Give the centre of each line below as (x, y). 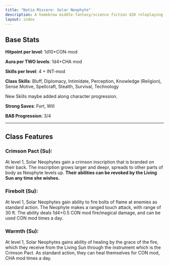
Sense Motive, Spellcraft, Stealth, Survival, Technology (62, 87)
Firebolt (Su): (22, 191)
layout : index (20, 19)
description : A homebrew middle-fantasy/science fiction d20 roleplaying (84, 15)
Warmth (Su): (22, 231)
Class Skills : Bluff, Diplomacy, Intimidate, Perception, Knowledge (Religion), (83, 81)
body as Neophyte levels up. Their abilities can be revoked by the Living (81, 173)
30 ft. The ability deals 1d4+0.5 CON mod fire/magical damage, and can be (83, 213)
